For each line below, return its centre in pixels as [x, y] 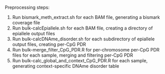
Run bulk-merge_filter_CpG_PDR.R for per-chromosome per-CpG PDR [86, 50]
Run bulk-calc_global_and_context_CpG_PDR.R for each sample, [80, 60]
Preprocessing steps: [27, 7]
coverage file [26, 23]
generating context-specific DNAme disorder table [66, 66]
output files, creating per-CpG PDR [49, 44]
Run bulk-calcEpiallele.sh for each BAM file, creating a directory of [82, 28]
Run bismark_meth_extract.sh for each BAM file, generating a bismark [86, 17]
